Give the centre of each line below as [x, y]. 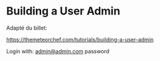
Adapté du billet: [27, 28]
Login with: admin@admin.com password [58, 51]
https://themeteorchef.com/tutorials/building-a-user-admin [80, 39]
